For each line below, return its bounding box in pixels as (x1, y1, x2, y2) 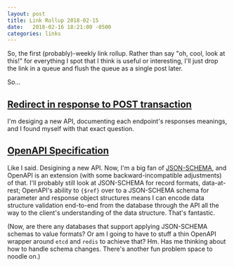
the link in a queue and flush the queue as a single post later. (7, 64, 183, 73)
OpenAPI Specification (7, 145, 110, 157)
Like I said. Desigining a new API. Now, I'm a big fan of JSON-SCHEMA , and (7, 163, 227, 172)
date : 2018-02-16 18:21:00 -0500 (7, 23, 112, 30)
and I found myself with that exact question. (7, 125, 135, 133)
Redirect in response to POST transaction (7, 98, 192, 110)
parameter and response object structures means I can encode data (7, 193, 205, 201)
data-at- (202, 178, 226, 187)
